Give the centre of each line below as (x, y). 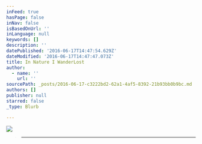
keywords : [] (23, 40)
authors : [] (21, 90)
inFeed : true (23, 12)
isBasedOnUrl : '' (28, 28)
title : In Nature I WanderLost (45, 62)
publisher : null (26, 95)
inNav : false (23, 23)
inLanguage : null (28, 34)
